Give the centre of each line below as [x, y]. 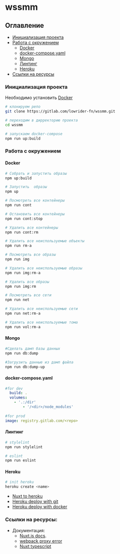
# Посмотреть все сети [28, 295]
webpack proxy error [41, 541]
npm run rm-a [18, 246]
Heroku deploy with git [35, 502]
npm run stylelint [24, 447]
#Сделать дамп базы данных [33, 349]
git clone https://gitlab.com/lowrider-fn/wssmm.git [60, 111]
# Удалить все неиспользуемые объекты [45, 241]
